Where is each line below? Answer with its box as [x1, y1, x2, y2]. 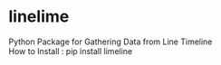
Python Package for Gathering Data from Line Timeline [8, 36, 213, 47]
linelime [8, 6, 70, 27]
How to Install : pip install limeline [8, 45, 133, 56]
